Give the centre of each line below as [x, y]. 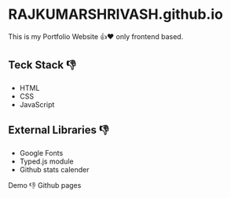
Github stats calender [54, 169]
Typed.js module [46, 161]
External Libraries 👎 [59, 130]
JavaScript [37, 104]
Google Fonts [41, 153]
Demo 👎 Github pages [45, 185]
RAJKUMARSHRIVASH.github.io [116, 14]
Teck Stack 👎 [42, 65]
